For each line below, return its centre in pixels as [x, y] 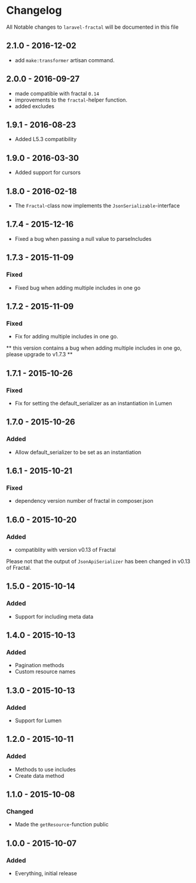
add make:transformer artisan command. [65, 60]
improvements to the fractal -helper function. [71, 100]
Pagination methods [39, 665]
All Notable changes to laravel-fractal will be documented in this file [93, 27]
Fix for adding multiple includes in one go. [66, 337]
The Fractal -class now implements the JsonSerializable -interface [97, 206]
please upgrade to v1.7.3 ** [39, 355]
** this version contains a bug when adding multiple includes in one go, [94, 348]
